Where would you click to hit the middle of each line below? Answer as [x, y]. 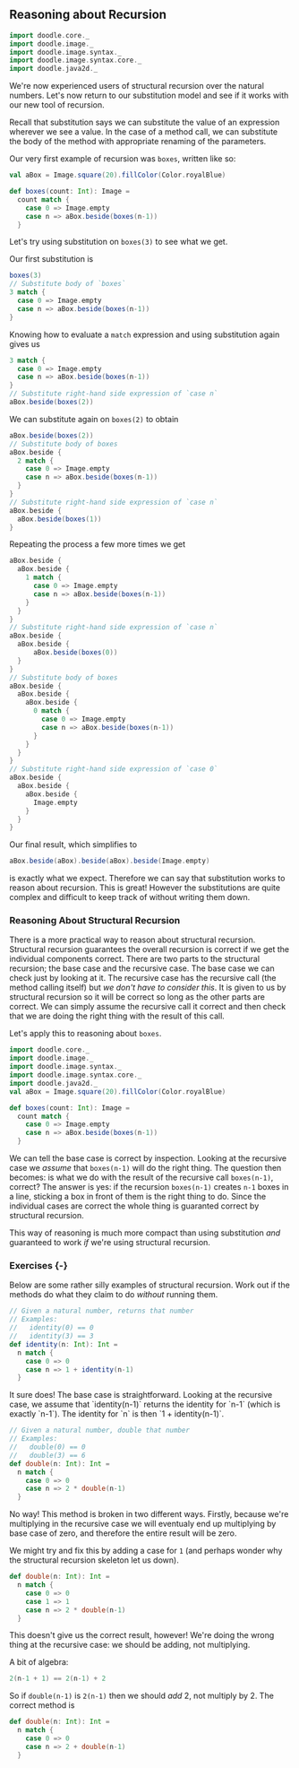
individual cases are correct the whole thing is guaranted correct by [134, 1206]
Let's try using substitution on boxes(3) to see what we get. [119, 242]
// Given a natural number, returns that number [102, 1311]
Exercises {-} [39, 1266]
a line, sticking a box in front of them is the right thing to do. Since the [138, 1197]
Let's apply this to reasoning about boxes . [85, 1034]
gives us [25, 343]
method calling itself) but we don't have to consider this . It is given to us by [148, 988]
